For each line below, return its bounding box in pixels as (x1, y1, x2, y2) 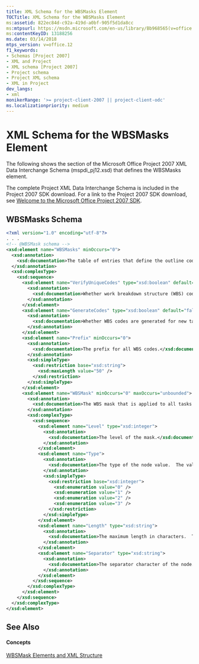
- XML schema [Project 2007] (6, 64, 78, 70)
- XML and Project (6, 58, 52, 64)
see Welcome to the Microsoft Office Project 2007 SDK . (6, 197, 142, 204)
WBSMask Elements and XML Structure (6, 652, 102, 659)
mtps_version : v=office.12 (6, 42, 73, 48)
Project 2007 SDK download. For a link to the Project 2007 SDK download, (6, 191, 188, 198)
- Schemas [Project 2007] (6, 53, 70, 59)
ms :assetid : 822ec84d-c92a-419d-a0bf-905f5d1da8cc (6, 20, 134, 26)
